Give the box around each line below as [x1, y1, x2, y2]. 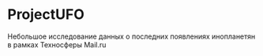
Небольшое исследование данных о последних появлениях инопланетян [7, 32, 256, 41]
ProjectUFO [7, 6, 85, 24]
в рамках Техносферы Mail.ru [7, 39, 107, 49]
